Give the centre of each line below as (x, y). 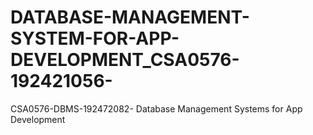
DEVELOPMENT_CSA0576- (125, 60)
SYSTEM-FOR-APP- (95, 38)
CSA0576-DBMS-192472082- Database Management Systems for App (156, 108)
